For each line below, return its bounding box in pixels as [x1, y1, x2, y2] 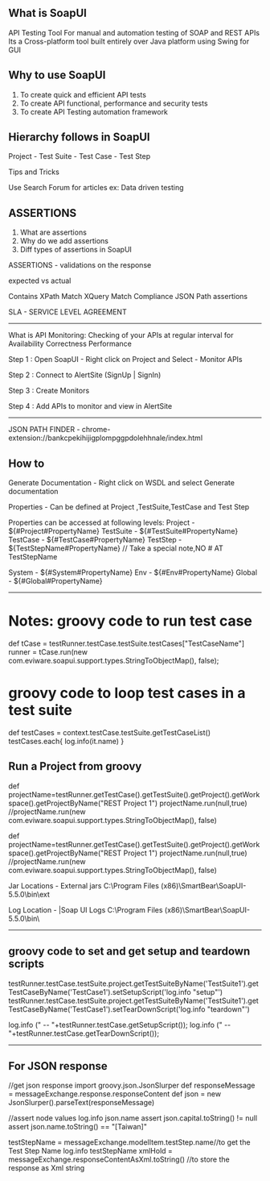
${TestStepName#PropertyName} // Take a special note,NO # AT [8, 543, 223, 553]
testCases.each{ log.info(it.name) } [8, 736, 125, 746]
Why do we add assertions [19, 236, 108, 246]
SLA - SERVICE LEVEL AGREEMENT [8, 307, 127, 317]
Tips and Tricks [8, 167, 60, 177]
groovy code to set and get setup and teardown [8, 945, 251, 959]
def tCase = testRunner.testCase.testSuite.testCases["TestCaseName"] [8, 638, 245, 648]
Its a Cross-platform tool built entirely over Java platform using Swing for [8, 36, 250, 46]
